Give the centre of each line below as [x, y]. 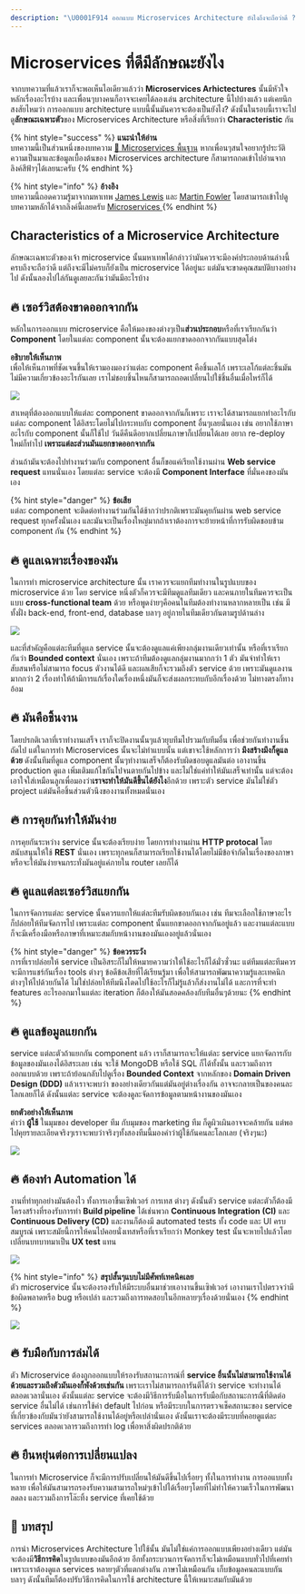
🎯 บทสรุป [32, 1527]
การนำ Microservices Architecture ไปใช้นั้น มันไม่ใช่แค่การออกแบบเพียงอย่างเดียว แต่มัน [152, 1549]
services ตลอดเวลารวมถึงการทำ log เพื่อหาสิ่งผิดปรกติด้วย [101, 1426]
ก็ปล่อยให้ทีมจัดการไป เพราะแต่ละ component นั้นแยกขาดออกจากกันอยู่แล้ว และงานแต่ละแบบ [152, 924]
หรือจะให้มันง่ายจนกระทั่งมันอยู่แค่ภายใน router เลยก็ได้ [94, 862]
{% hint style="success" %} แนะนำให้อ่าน [84, 137]
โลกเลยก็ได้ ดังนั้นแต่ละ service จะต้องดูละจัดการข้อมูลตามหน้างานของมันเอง [126, 1094]
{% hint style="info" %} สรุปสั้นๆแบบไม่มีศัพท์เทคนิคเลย [102, 1277]
